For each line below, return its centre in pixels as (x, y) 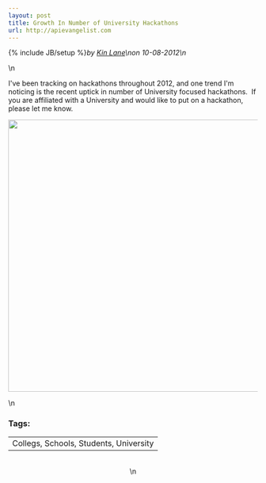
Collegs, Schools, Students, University (83, 443)
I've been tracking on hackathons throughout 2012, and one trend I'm (121, 83)
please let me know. (41, 108)
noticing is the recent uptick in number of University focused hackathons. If (132, 92)
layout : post (30, 15)
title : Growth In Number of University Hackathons (93, 23)
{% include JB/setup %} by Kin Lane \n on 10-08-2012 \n (97, 53)
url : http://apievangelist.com (60, 30)
